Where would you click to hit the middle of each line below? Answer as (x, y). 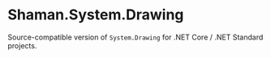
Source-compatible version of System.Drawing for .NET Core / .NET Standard (135, 37)
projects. (22, 45)
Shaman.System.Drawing (96, 15)
